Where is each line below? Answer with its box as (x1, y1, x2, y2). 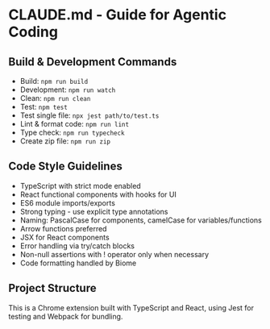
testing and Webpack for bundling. (8, 311, 123, 321)
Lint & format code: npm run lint (19, 119, 130, 128)
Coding (8, 23, 59, 41)
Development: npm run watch (19, 85, 116, 94)
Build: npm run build (19, 77, 89, 85)
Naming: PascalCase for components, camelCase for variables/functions (19, 215, 262, 225)
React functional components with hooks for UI (19, 189, 177, 199)
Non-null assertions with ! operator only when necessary (19, 249, 210, 259)
